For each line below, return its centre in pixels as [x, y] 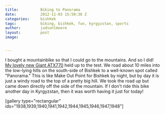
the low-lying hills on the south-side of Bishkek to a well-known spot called [81, 70]
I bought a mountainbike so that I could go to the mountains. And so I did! [79, 60]
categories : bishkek [31, 19]
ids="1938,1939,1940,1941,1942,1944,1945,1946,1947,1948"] [65, 106]
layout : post [27, 33]
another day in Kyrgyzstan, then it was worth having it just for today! [74, 91]
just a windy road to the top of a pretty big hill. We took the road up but [77, 81]
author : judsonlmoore [36, 28]
